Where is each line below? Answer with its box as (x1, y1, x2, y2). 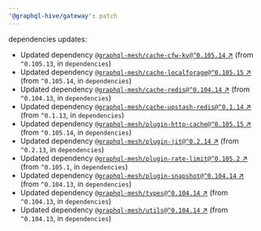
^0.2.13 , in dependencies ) (19, 144, 105, 154)
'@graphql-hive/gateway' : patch (8, 11, 118, 20)
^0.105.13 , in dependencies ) (19, 58, 112, 68)
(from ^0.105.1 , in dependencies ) (19, 161, 128, 171)
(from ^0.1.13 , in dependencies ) (19, 110, 125, 120)
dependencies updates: (8, 34, 88, 44)
